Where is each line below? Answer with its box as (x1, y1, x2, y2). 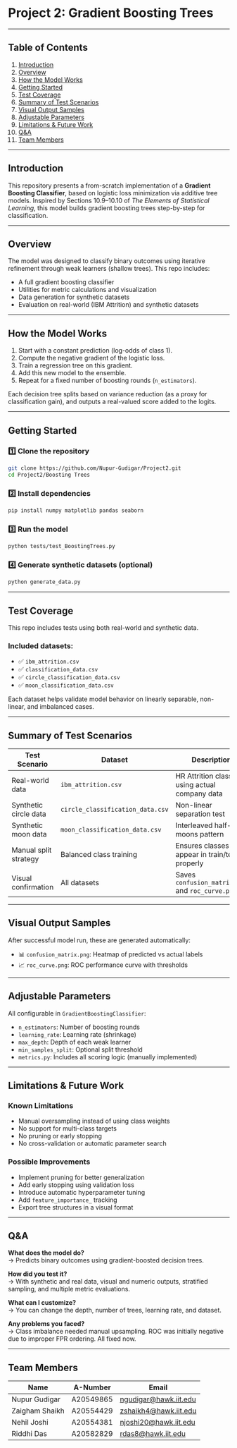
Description (191, 755, 231, 765)
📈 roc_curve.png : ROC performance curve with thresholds (18, 961, 188, 969)
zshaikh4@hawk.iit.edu (120, 1406, 197, 1416)
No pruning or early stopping (18, 1132, 103, 1140)
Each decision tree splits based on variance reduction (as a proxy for (8, 390, 207, 398)
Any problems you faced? (8, 1320, 85, 1328)
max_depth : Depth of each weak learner (18, 1038, 132, 1046)
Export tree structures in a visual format (18, 1203, 134, 1211)
